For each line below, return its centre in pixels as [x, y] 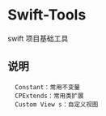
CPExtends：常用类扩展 [49, 96]
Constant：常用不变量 [47, 87]
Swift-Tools [47, 15]
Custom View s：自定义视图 [57, 104]
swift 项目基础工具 [38, 38]
